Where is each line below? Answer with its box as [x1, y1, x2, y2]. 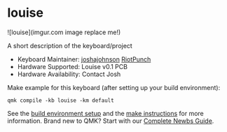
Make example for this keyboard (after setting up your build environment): [7, 83, 221, 91]
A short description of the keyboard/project [7, 41, 133, 50]
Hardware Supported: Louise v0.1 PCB [17, 62, 128, 71]
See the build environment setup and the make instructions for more [7, 109, 205, 117]
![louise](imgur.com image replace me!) [7, 28, 121, 36]
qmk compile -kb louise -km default [7, 96, 114, 104]
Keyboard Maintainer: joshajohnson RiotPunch [17, 54, 151, 64]
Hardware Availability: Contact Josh [17, 70, 121, 78]
